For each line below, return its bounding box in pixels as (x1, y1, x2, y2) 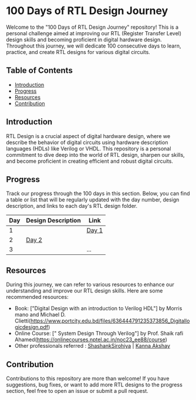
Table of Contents (6, 66, 73, 76)
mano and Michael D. (14, 311, 66, 318)
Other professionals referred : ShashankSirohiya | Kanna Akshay (14, 342, 170, 349)
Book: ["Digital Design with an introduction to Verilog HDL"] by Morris (14, 305, 183, 312)
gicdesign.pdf (14, 324, 49, 331)
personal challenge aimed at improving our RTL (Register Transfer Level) (6, 29, 182, 36)
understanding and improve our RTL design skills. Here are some (6, 287, 163, 294)
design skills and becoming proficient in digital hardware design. (6, 36, 163, 43)
